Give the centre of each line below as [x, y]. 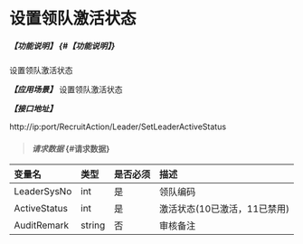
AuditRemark [42, 225]
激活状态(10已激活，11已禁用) [225, 209]
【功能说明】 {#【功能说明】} [62, 45]
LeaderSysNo [43, 192]
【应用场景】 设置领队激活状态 [66, 89]
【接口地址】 [33, 108]
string [93, 225]
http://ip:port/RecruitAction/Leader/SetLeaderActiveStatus [118, 127]
